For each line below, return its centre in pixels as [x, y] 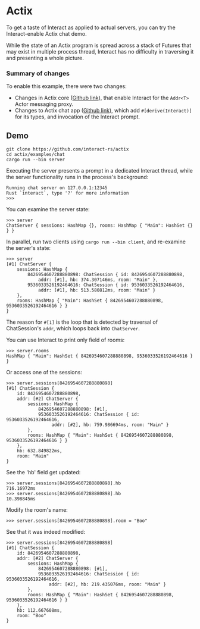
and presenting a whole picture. [45, 58]
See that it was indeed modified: [46, 532]
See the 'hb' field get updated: [43, 472]
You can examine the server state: [48, 209]
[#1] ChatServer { [29, 264]
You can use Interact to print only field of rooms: [65, 340]
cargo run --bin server [36, 160]
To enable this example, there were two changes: [66, 86]
